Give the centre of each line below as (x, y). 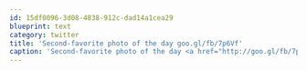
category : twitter (44, 35)
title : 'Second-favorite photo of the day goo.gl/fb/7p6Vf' (127, 43)
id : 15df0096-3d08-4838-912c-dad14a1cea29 (91, 18)
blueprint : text (40, 26)
